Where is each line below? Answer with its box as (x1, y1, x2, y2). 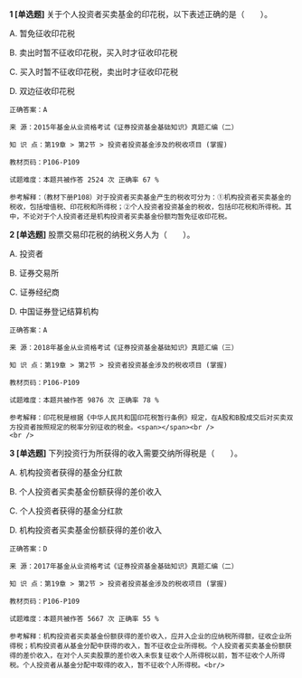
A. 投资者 (9, 249, 43, 259)
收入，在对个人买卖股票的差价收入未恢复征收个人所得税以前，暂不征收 (35, 651, 259, 660)
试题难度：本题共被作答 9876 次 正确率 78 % (9, 396, 160, 405)
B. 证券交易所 (9, 268, 60, 278)
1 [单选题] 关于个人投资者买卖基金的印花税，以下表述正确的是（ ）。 (9, 9, 273, 19)
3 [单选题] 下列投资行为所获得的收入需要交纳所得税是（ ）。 (9, 447, 242, 458)
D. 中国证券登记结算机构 (9, 306, 99, 316)
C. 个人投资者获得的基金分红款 (9, 505, 124, 516)
